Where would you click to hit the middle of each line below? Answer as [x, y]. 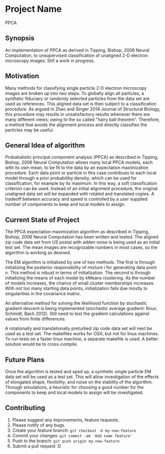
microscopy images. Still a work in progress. [50, 61]
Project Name [33, 9]
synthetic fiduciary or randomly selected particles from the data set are [77, 98]
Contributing [25, 408]
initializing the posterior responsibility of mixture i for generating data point [81, 268]
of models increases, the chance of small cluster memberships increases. [80, 283]
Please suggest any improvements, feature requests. [66, 419]
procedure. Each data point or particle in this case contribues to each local [81, 173]
